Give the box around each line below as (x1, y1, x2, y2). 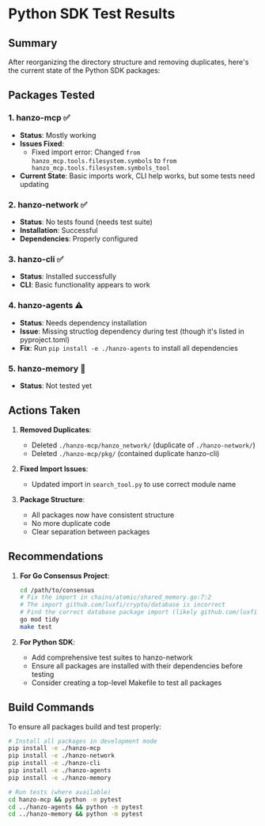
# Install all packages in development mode (8, 737, 157, 745)
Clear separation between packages (31, 527, 150, 536)
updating (19, 179, 49, 188)
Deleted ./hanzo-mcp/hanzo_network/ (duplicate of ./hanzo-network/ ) (31, 440, 256, 450)
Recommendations (8, 550, 104, 563)
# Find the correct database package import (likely (19, 608, 198, 616)
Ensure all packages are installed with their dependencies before (31, 660, 243, 670)
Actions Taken (8, 404, 81, 417)
